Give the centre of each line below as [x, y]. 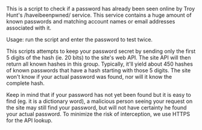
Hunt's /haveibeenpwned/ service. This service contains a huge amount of [99, 15]
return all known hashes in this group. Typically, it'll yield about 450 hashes [99, 64]
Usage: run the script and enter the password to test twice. [79, 39]
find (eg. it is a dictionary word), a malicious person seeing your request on [99, 101]
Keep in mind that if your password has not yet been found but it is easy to [99, 95]
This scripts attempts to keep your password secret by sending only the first [101, 51]
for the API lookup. [30, 120]
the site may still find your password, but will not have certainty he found [96, 107]
